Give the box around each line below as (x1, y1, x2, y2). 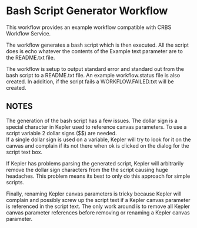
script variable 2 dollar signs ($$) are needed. (6, 129, 117, 136)
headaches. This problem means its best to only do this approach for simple (6, 172, 191, 180)
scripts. (6, 178, 25, 185)
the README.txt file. (6, 54, 55, 61)
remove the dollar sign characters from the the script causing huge (6, 166, 169, 173)
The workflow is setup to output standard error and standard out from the (6, 65, 184, 72)
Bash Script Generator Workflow (6, 4, 168, 18)
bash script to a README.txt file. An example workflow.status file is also (6, 71, 181, 79)
